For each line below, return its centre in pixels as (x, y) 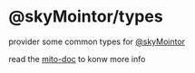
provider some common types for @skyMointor (97, 41)
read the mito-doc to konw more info (77, 59)
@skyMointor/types (86, 17)
